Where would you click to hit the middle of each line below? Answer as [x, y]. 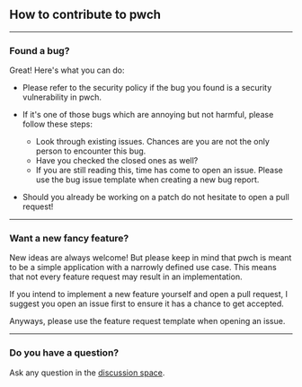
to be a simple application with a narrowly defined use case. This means [143, 268]
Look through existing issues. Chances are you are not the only [152, 142]
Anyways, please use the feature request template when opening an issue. [147, 321]
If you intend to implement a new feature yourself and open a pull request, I [149, 295]
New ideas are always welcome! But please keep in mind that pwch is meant [151, 258]
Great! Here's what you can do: [67, 70]
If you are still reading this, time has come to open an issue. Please [159, 171]
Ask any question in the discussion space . [87, 373]
